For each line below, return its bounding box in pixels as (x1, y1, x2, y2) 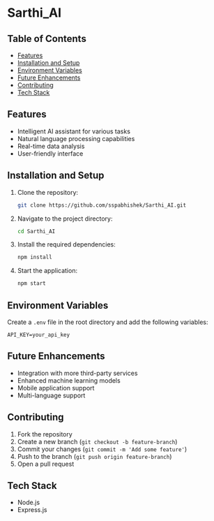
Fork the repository (17, 430, 73, 438)
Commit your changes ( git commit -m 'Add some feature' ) (17, 445, 188, 453)
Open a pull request (17, 460, 75, 468)
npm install (17, 254, 52, 261)
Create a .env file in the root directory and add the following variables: (7, 318, 208, 326)
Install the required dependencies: (17, 240, 116, 249)
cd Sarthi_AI (17, 228, 56, 235)
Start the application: (17, 267, 78, 275)
